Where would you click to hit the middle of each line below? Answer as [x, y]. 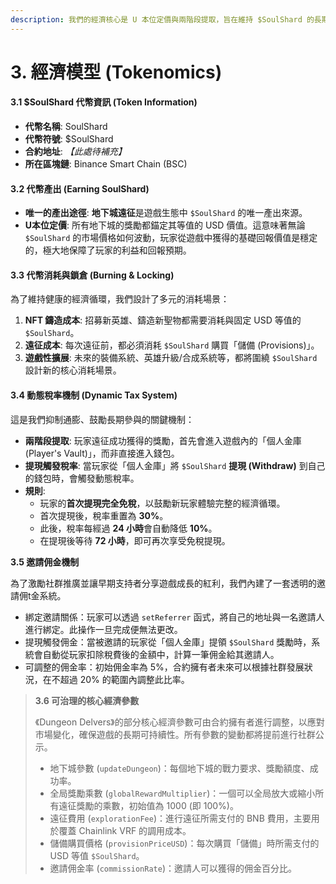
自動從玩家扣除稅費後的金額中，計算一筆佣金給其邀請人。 [161, 654]
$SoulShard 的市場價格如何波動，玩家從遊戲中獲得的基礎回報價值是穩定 [171, 238]
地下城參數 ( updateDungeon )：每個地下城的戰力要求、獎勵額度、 [179, 768]
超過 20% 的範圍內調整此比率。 [124, 679]
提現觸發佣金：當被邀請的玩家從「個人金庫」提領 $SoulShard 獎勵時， [168, 642]
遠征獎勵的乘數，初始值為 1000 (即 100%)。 [148, 805]
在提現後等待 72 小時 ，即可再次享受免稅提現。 [135, 540]
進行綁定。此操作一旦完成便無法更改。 [103, 629]
